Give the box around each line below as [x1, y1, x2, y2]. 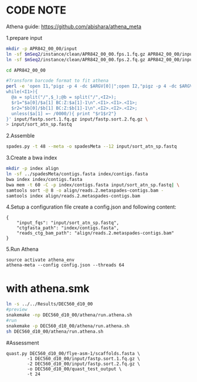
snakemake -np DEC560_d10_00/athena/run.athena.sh [6, 312, 133, 318]
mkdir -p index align [6, 166, 59, 172]
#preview [6, 307, 28, 313]
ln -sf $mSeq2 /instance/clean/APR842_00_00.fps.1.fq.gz [6, 51, 145, 57]
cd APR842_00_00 [6, 67, 46, 73]
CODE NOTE [6, 4, 66, 17]
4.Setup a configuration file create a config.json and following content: [6, 203, 177, 210]
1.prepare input [6, 34, 43, 41]
